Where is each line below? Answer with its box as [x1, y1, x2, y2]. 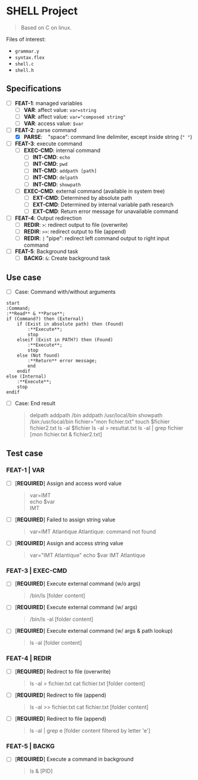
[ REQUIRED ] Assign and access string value [14, 539, 123, 547]
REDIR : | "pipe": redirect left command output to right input [23, 235, 169, 242]
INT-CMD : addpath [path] [32, 167, 97, 174]
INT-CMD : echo [32, 154, 70, 161]
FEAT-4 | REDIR [6, 654, 52, 663]
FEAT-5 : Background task [14, 248, 79, 255]
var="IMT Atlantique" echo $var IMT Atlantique [29, 552, 146, 559]
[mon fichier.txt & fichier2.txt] [29, 431, 103, 438]
